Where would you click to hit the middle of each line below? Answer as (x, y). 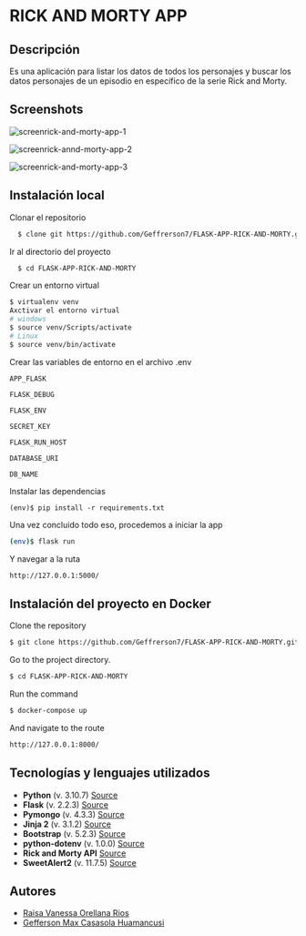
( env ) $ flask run (42, 541)
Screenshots (46, 110)
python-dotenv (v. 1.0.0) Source (83, 843)
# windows (28, 320)
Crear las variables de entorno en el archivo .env (101, 361)
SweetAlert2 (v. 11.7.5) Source (79, 862)
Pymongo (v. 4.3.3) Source (73, 814)
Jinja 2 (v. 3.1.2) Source (67, 824)
